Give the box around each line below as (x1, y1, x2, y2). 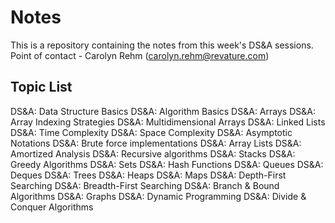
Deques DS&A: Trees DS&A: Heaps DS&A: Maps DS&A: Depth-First (10, 169, 287, 181)
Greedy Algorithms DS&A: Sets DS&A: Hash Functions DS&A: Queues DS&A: (10, 158, 324, 170)
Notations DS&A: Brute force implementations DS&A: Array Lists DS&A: (10, 137, 302, 149)
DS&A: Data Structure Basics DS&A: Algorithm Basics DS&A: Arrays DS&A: (10, 105, 316, 117)
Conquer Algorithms (10, 201, 94, 213)
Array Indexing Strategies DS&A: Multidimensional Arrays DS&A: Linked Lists (10, 116, 326, 128)
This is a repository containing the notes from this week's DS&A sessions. (10, 39, 314, 51)
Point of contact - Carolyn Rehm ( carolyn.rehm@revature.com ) (10, 49, 270, 61)
